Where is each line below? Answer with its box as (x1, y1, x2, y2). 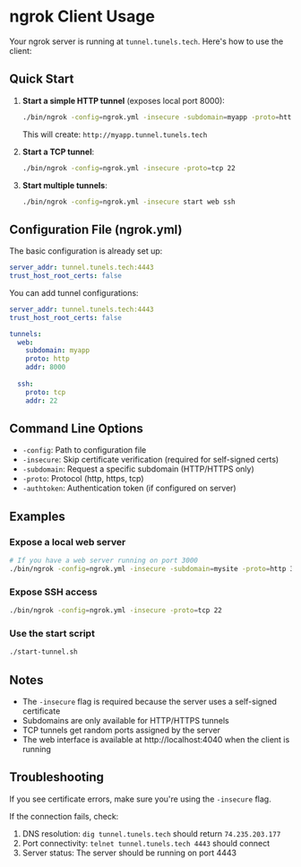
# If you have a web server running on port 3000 (9, 556, 199, 566)
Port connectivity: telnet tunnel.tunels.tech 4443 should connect (21, 837, 271, 848)
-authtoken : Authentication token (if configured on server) (21, 482, 236, 494)
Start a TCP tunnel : (21, 146, 95, 157)
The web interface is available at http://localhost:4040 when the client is (21, 733, 290, 745)
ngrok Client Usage (9, 6, 155, 27)
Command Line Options (9, 420, 143, 436)
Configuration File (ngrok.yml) (9, 221, 183, 237)
